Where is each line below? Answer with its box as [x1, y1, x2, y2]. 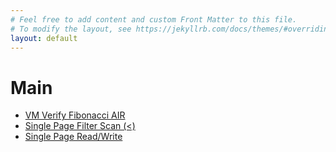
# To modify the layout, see [10, 24, 132, 34]
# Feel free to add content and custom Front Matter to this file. [10, 14, 298, 25]
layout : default [10, 33, 78, 43]
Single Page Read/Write [24, 131, 123, 143]
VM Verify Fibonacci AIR [24, 109, 126, 121]
